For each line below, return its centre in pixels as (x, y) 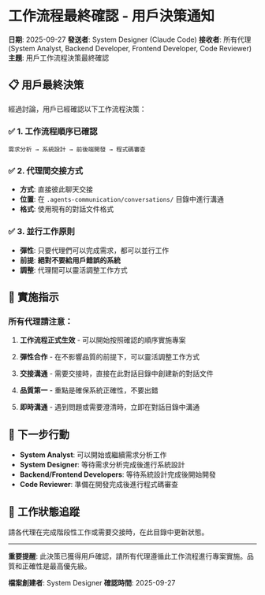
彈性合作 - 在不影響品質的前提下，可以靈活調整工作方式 (110, 357)
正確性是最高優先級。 (56, 566)
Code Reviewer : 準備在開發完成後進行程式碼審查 (99, 485)
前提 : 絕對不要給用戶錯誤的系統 (70, 260)
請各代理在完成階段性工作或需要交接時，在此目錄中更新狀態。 (108, 532)
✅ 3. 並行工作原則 (41, 232)
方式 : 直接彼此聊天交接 (56, 189)
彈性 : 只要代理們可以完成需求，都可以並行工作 (94, 250)
